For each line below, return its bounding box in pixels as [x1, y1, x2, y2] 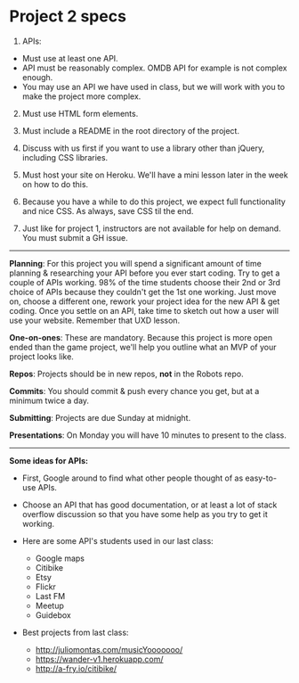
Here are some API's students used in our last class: [21, 535, 214, 546]
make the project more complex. [21, 91, 141, 102]
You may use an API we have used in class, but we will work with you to [21, 81, 286, 92]
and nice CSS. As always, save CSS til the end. [21, 205, 194, 216]
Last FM [35, 590, 66, 601]
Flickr [35, 581, 56, 592]
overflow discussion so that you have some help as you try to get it [21, 508, 269, 519]
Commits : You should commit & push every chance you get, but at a [9, 385, 260, 396]
